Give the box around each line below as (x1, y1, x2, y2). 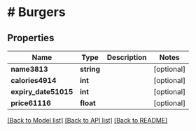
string (80, 64, 100, 74)
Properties (7, 32, 55, 44)
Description (106, 53, 147, 62)
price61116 (10, 98, 51, 108)
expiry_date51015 (10, 87, 73, 96)
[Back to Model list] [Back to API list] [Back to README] (7, 116, 168, 124)
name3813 (10, 64, 48, 74)
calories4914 (10, 76, 57, 85)
